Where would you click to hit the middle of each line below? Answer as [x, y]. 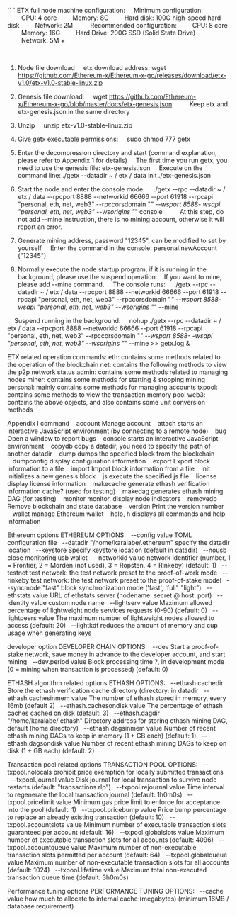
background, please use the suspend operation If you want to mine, [120, 277]
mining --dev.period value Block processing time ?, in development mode [116, 662]
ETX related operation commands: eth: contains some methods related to [114, 357]
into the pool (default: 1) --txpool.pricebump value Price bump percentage [117, 810]
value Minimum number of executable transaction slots [146, 825]
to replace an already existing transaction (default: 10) [86, 817]
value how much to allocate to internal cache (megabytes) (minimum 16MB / [118, 899]
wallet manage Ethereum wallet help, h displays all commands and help [119, 514]
